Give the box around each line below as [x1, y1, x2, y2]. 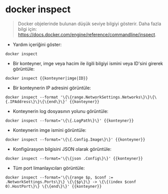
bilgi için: [17, 26, 37, 32]
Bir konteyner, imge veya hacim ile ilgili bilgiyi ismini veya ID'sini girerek [12, 60, 163, 66]
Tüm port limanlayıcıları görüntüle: [12, 165, 85, 171]
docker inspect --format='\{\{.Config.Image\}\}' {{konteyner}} [5, 137, 145, 142]
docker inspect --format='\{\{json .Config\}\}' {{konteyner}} [5, 156, 143, 161]
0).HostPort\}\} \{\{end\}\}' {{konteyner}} [5, 184, 102, 189]
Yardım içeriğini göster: [12, 41, 62, 47]
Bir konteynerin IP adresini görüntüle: [12, 85, 91, 91]
